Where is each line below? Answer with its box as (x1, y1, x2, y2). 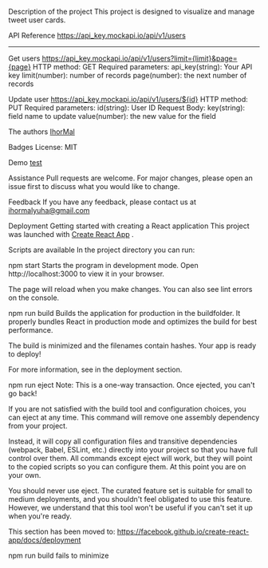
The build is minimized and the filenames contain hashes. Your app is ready (8, 341, 257, 350)
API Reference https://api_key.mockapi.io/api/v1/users (8, 31, 186, 40)
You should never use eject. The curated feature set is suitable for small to (8, 486, 253, 495)
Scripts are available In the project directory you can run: (8, 245, 195, 254)
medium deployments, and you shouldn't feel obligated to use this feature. (8, 495, 253, 503)
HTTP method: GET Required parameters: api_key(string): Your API (33, 62, 253, 71)
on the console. (8, 293, 60, 302)
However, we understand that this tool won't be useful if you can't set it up (8, 503, 254, 512)
